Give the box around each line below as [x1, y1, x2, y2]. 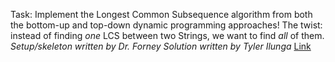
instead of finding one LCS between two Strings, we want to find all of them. [10, 30, 325, 41]
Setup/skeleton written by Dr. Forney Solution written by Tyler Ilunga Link [10, 40, 312, 52]
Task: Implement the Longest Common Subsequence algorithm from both [10, 9, 313, 20]
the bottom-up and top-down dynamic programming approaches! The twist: [10, 19, 323, 31]
